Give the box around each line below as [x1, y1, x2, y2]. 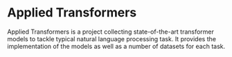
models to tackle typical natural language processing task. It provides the [7, 34, 217, 43]
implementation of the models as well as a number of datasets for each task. [7, 42, 226, 50]
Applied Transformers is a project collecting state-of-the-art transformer [7, 27, 215, 36]
